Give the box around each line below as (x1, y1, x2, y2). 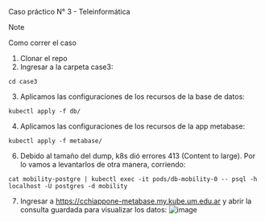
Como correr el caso (8, 38, 77, 47)
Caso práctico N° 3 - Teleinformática (8, 7, 130, 16)
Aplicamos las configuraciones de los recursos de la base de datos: (19, 92, 246, 101)
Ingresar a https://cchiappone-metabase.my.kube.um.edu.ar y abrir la (19, 196, 252, 206)
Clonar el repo (19, 54, 68, 63)
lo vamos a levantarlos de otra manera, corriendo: (19, 160, 186, 169)
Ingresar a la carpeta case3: (19, 62, 114, 72)
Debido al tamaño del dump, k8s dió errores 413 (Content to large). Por (19, 151, 256, 160)
